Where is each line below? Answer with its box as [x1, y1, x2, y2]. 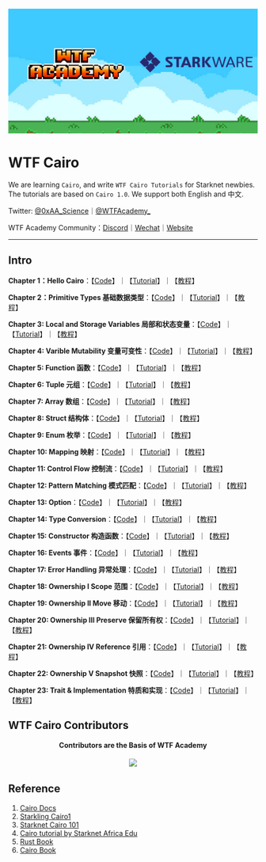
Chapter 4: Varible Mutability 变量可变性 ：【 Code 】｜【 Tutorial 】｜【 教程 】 [8, 346, 257, 355]
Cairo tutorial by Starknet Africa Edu [19, 828, 138, 837]
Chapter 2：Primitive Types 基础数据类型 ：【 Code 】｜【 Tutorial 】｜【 [8, 292, 238, 302]
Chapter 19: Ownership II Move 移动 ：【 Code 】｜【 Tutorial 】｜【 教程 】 [8, 598, 242, 608]
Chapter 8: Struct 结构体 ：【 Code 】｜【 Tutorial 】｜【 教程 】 [8, 413, 204, 423]
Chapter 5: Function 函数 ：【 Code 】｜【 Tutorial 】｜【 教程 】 [8, 363, 206, 372]
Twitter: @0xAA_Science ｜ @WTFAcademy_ [8, 206, 151, 215]
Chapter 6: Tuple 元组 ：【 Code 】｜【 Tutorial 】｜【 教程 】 [8, 379, 196, 389]
